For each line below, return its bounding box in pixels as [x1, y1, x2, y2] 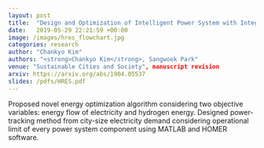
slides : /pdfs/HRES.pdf [8, 77, 86, 85]
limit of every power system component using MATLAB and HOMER [8, 124, 228, 134]
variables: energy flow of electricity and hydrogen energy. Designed [8, 107, 229, 117]
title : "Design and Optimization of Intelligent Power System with [8, 19, 237, 27]
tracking [8, 116, 35, 125]
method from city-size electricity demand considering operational [36, 116, 249, 125]
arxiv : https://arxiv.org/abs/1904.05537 [8, 70, 146, 78]
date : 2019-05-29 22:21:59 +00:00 [8, 26, 128, 34]
